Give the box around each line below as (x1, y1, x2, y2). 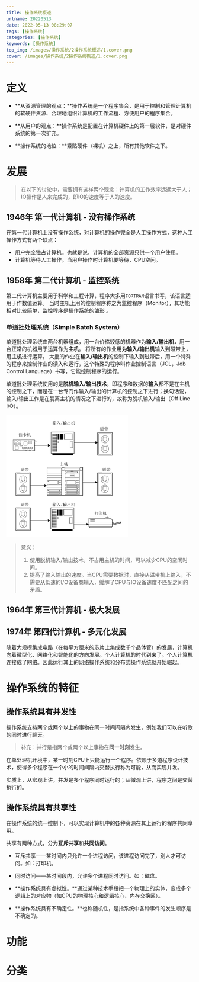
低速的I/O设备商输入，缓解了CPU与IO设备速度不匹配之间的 (45, 578, 188, 586)
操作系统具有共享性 (6, 803, 76, 813)
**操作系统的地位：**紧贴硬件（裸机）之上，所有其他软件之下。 (14, 142, 171, 149)
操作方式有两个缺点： (6, 236, 58, 243)
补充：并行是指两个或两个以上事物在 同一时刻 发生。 (20, 743, 146, 750)
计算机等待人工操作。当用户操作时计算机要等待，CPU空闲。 (14, 256, 161, 264)
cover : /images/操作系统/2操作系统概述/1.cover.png (6, 53, 127, 59)
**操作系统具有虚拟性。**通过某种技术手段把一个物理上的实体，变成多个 (14, 884, 191, 891)
